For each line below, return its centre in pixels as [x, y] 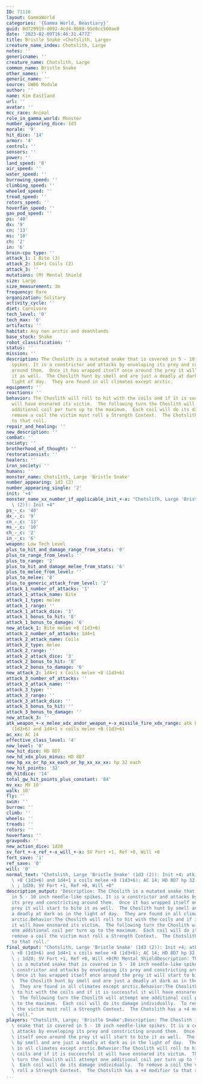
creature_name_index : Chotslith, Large [56, 46]
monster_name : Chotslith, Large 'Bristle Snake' [68, 477]
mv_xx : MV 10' [24, 785]
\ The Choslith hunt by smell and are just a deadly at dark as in [99, 981]
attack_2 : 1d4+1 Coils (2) [40, 264]
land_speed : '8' [26, 163]
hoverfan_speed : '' [31, 208]
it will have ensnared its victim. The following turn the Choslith [100, 925]
